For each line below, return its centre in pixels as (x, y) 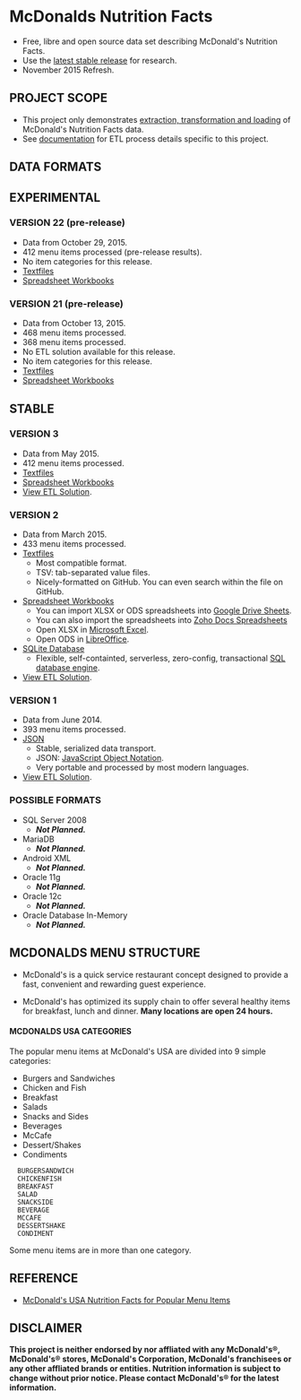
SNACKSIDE (35, 1202)
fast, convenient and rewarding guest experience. (114, 984)
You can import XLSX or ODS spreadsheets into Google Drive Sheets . (163, 610)
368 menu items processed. (74, 342)
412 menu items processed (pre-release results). (112, 252)
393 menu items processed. (74, 730)
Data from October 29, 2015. (75, 242)
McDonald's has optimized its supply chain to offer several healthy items (156, 1001)
